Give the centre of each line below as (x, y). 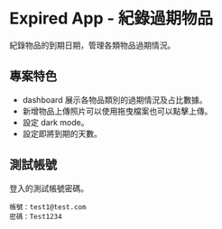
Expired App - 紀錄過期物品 (111, 18)
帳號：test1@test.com (48, 207)
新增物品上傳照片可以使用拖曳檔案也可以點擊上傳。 (117, 111)
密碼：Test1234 (36, 216)
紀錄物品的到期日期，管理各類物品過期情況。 (92, 45)
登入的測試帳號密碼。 (49, 188)
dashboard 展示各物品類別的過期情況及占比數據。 (115, 99)
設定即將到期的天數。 (62, 133)
